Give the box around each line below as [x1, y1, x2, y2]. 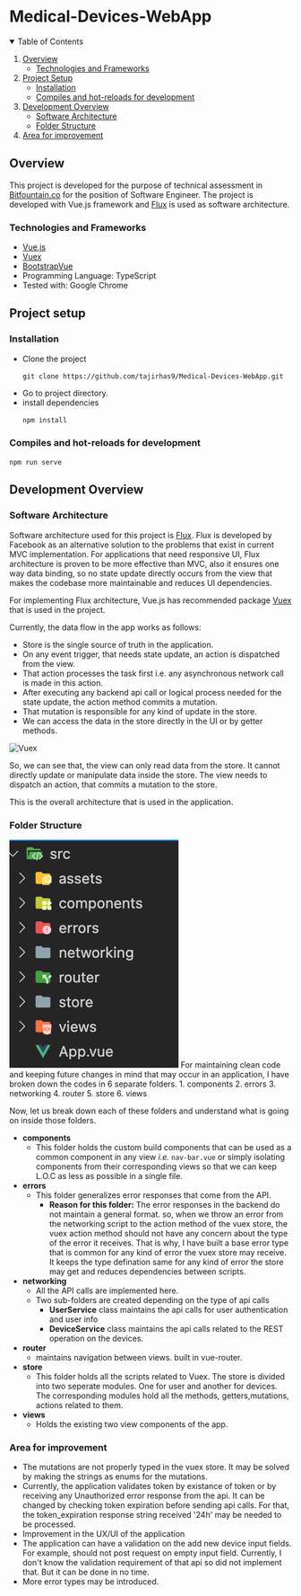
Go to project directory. [21, 387, 109, 398]
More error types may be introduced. [21, 1576, 159, 1587]
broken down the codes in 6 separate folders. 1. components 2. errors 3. [9, 1078, 276, 1089]
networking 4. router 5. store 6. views [9, 1088, 148, 1099]
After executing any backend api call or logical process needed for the [21, 687, 282, 697]
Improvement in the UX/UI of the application [21, 1529, 185, 1539]
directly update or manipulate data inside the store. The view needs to [9, 769, 268, 780]
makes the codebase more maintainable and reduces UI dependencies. [9, 577, 272, 588]
